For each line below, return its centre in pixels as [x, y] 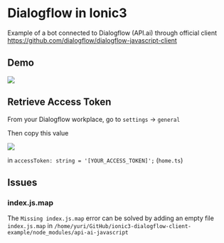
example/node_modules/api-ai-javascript [68, 233]
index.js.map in [30, 226]
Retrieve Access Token [59, 102]
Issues [22, 182]
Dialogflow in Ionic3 [67, 13]
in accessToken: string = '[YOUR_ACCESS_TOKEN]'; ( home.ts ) [95, 160]
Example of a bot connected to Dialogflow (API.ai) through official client [112, 33]
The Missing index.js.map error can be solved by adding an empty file [111, 218]
